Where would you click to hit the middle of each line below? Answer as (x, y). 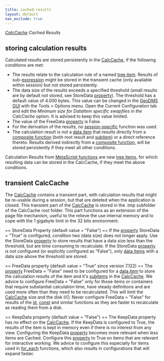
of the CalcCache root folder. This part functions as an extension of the (77, 210)
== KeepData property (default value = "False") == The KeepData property (81, 317)
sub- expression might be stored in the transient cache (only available (82, 80)
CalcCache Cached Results (33, 33)
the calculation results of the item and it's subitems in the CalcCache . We (79, 276)
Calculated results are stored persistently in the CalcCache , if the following (80, 60)
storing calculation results (46, 48)
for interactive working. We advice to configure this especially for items (77, 343)
